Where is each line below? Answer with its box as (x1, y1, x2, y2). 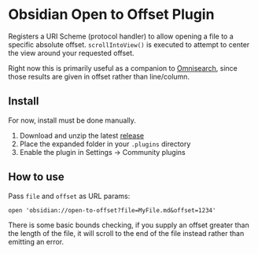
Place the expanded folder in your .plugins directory (19, 139, 191, 149)
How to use (8, 171, 64, 184)
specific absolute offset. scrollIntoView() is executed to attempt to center (8, 39, 250, 49)
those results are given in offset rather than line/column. (8, 72, 190, 81)
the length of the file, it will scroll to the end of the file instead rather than (8, 228, 245, 237)
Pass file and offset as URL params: (8, 191, 131, 201)
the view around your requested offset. (8, 48, 135, 57)
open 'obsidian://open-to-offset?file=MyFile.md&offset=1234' (8, 206, 216, 214)
